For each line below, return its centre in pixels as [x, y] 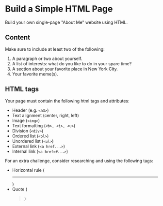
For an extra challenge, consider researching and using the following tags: [79, 161]
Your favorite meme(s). [35, 74]
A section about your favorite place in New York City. [65, 69]
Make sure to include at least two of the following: [55, 49]
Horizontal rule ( [28, 170]
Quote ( [20, 189]
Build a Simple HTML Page [59, 9]
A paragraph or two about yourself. [47, 59]
